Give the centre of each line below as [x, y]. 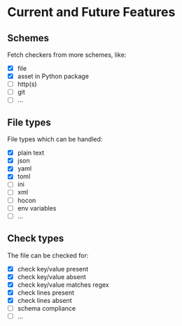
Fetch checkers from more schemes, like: [67, 55]
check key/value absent [51, 276]
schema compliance [46, 308]
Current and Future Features [91, 12]
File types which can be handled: [55, 139]
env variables [37, 208]
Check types [36, 239]
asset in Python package [53, 76]
